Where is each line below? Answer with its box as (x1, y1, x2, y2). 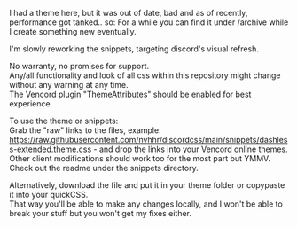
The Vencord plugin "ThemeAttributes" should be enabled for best (9, 89, 252, 99)
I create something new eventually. (9, 27, 137, 36)
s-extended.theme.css (9, 144, 92, 154)
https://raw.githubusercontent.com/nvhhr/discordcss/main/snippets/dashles (9, 135, 288, 145)
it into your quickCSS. (9, 190, 89, 200)
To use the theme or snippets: (9, 115, 119, 126)
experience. (9, 98, 53, 109)
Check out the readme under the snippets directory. (9, 163, 199, 173)
